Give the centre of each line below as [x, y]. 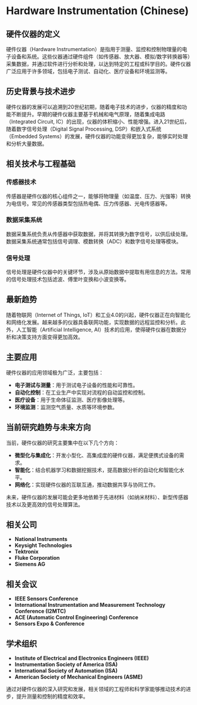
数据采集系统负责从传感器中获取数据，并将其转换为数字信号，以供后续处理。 [98, 234]
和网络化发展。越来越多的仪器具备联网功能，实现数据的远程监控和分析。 [93, 322]
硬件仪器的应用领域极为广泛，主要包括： [55, 372]
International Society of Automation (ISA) [66, 670]
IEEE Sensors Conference [46, 599]
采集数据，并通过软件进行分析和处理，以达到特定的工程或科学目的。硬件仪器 [98, 64]
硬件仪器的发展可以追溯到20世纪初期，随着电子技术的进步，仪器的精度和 [94, 106]
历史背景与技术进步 [41, 91]
